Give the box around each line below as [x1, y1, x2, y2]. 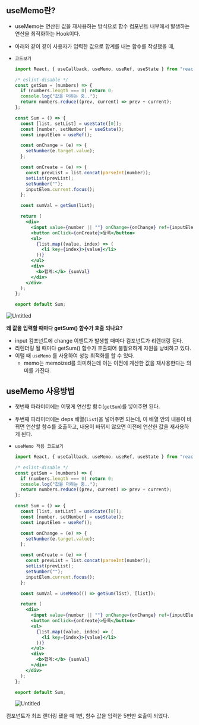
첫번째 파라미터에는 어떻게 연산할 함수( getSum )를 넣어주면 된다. [14, 403, 160, 410]
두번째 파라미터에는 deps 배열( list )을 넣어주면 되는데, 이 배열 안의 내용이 [14, 416, 186, 422]
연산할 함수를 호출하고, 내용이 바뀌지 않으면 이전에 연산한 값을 [26, 423, 169, 430]
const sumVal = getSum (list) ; [20, 203, 95, 209]
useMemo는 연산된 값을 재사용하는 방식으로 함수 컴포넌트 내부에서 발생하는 [14, 23, 190, 30]
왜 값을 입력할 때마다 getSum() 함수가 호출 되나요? [6, 325, 123, 332]
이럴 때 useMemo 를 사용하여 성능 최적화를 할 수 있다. [14, 352, 135, 359]
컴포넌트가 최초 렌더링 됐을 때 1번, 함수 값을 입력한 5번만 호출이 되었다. [6, 713, 169, 720]
